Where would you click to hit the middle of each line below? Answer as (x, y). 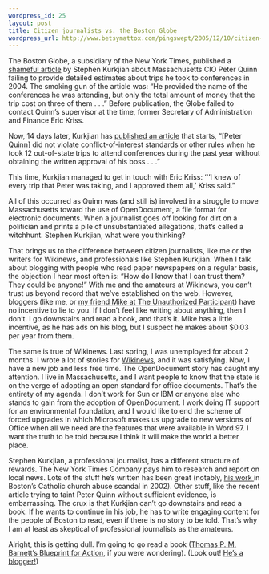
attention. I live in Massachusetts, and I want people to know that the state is (134, 377)
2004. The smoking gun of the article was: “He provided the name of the (128, 87)
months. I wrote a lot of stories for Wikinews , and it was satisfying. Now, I (129, 360)
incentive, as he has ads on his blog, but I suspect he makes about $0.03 (129, 327)
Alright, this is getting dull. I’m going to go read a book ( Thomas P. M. (122, 544)
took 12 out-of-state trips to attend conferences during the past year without (134, 153)
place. (19, 445)
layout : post (30, 23)
